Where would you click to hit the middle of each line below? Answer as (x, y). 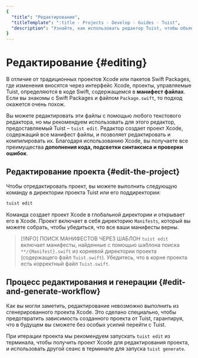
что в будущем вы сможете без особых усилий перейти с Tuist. (86, 324)
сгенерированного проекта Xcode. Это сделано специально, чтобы (91, 312)
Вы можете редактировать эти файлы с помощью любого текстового (94, 116)
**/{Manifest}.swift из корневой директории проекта (89, 251)
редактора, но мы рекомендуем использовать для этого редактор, (91, 122)
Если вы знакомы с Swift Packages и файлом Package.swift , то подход (94, 98)
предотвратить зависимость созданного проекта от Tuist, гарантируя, (95, 318)
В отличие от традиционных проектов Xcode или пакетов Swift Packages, (98, 79)
